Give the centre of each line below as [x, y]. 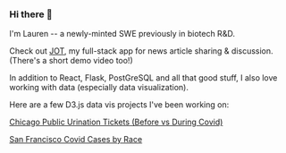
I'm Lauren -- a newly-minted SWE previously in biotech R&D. [122, 34]
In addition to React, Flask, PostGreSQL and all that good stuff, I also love [143, 78]
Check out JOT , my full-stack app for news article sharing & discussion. [142, 51]
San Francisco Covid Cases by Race [76, 140]
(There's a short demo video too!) [71, 61]
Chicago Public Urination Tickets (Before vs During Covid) [116, 122]
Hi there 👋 [31, 14]
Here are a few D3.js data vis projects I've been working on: [119, 105]
